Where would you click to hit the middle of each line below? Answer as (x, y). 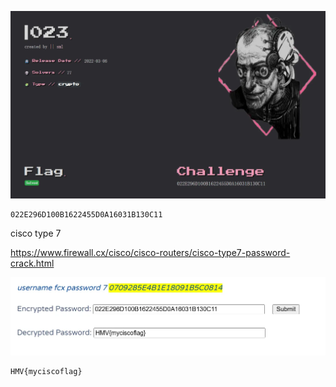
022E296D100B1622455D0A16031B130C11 (86, 214)
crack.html (32, 263)
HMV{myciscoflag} (46, 372)
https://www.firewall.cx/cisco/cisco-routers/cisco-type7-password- (150, 252)
